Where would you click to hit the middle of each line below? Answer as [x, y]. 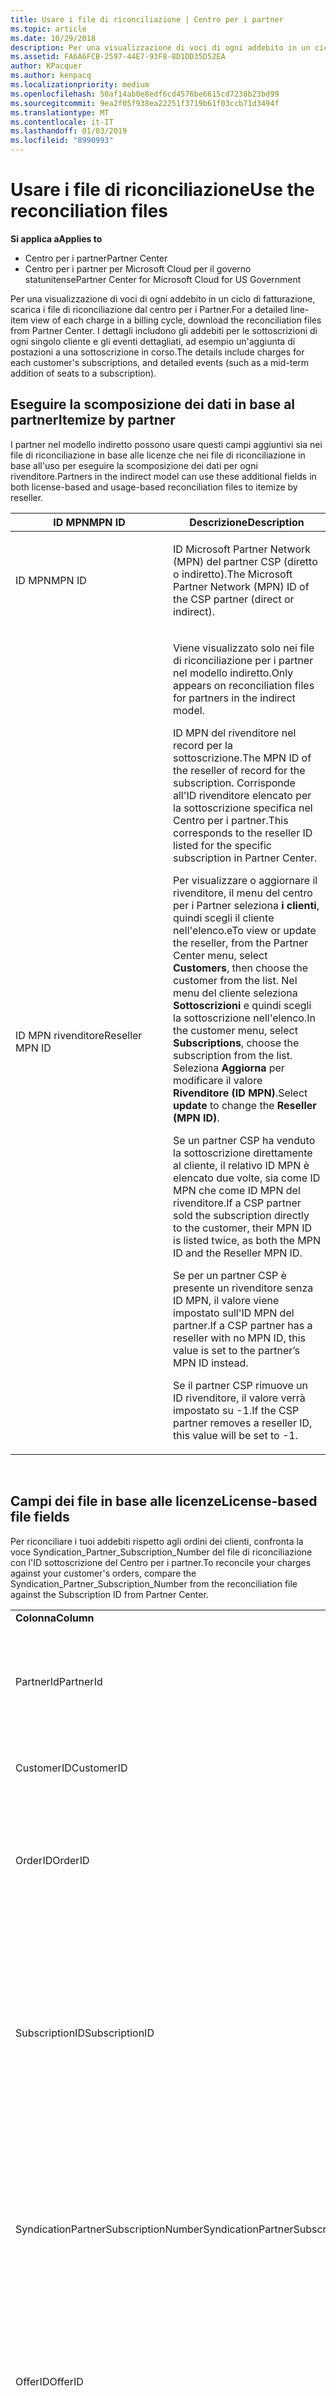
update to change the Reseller [245, 1105]
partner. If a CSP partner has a [243, 1325]
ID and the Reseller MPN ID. [238, 1253]
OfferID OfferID [49, 2381]
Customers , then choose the [241, 968]
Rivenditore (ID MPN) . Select [240, 1093]
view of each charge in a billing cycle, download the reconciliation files [176, 320]
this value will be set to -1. [235, 1435]
